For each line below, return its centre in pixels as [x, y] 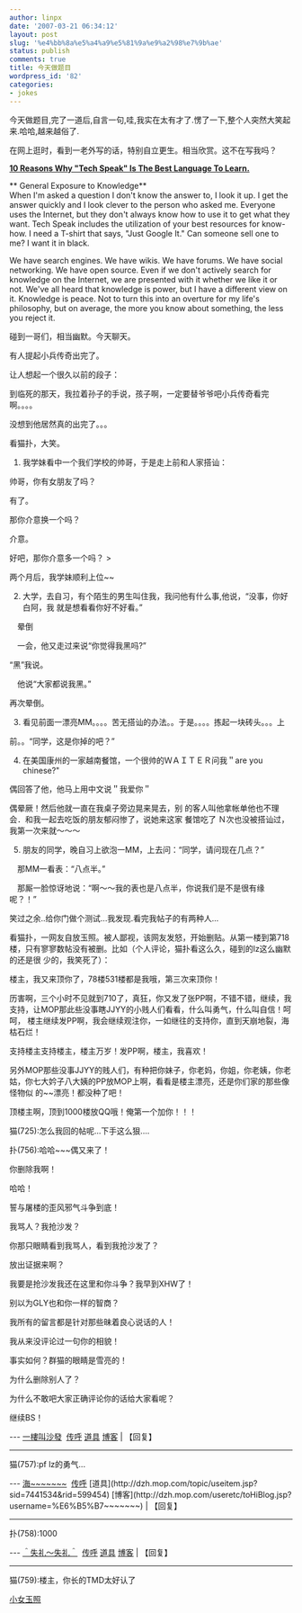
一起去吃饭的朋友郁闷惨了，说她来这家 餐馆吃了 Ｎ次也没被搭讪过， [164, 819]
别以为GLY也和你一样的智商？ [64, 1303]
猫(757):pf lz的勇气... [48, 1464]
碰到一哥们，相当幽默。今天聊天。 [72, 336]
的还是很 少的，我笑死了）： [60, 960]
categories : [31, 85]
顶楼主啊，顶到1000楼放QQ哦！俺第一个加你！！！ [103, 1111]
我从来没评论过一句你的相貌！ [64, 1340]
